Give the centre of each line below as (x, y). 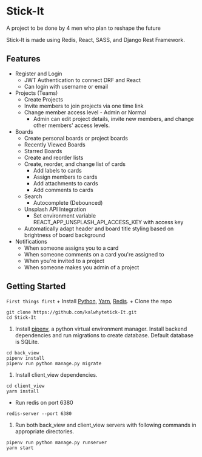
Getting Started (36, 287)
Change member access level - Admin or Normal (85, 112)
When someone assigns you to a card (71, 248)
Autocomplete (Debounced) (68, 202)
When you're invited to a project (64, 261)
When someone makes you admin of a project (82, 267)
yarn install (23, 391)
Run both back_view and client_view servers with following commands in (106, 425)
